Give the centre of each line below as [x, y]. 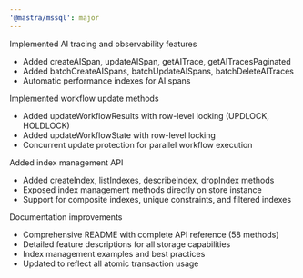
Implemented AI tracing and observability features [103, 44]
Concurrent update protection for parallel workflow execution [137, 144]
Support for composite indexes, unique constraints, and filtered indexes [157, 199]
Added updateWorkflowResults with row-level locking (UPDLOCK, [146, 115]
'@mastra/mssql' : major [55, 18]
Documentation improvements [66, 217]
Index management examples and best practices [114, 253]
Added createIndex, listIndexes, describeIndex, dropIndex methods [148, 180]
